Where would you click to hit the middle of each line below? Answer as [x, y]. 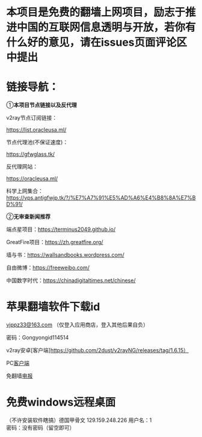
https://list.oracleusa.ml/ [36, 130]
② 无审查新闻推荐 [29, 216]
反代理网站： [22, 167]
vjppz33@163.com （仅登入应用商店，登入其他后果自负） [78, 325]
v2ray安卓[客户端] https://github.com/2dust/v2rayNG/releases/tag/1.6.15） [98, 350]
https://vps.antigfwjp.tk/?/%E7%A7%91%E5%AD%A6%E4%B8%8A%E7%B [101, 198]
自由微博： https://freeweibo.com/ [48, 267]
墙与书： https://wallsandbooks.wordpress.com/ [65, 255]
